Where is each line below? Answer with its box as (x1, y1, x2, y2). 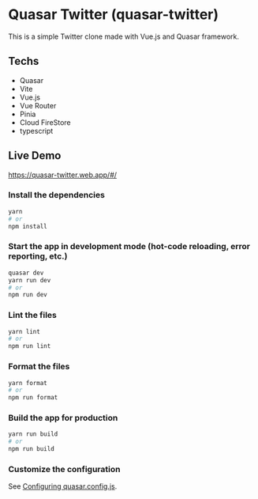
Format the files (8, 361, 70, 372)
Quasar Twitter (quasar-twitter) (8, 6, 219, 24)
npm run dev (8, 291, 47, 299)
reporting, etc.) (8, 251, 68, 262)
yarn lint (8, 327, 41, 335)
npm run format (8, 394, 58, 402)
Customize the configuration (8, 463, 121, 474)
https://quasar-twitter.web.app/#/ (8, 170, 117, 180)
